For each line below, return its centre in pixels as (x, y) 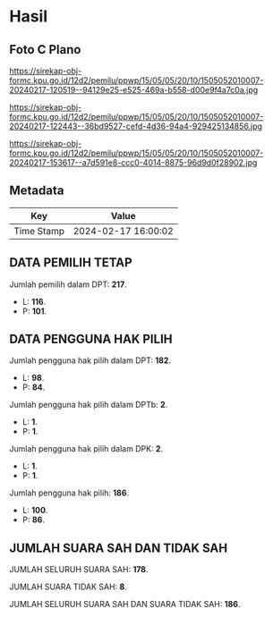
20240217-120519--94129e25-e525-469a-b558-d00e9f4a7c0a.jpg (134, 90)
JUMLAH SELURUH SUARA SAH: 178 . (79, 570)
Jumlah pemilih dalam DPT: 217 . (68, 284)
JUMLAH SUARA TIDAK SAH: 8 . (68, 587)
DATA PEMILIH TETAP (71, 262)
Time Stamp (39, 231)
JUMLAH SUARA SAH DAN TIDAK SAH (119, 548)
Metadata (37, 191)
